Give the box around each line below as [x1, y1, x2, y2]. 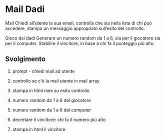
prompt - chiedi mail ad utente [12, 68, 75, 74]
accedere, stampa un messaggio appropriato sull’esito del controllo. [5, 25, 145, 31]
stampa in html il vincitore [12, 126, 66, 132]
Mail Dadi [5, 3, 45, 15]
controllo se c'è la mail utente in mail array [12, 77, 100, 83]
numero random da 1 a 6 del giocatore [12, 97, 91, 103]
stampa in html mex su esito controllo [12, 87, 90, 93]
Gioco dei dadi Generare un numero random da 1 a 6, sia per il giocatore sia [5, 35, 160, 41]
